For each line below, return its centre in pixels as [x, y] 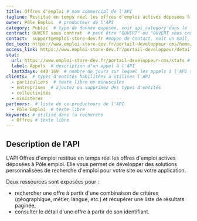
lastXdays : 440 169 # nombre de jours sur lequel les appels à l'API [99, 71]
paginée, [25, 205]
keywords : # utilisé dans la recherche [55, 115]
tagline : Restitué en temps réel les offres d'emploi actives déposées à [98, 17]
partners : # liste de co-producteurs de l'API [65, 104]
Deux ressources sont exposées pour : [53, 181]
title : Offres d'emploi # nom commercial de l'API [69, 11]
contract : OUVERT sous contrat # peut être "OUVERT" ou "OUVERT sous [94, 33]
